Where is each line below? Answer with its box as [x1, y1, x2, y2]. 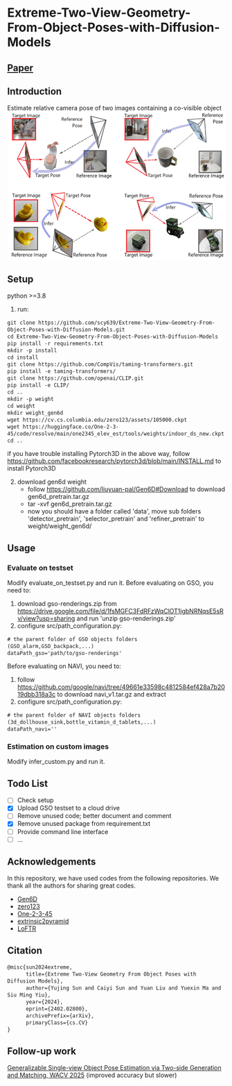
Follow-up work [7, 1045, 77, 1057]
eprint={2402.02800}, [25, 1006, 89, 1012]
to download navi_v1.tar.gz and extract [57, 690, 166, 699]
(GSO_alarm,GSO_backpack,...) [7, 643, 95, 650]
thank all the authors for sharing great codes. [7, 881, 136, 890]
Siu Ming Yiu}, [7, 992, 51, 999]
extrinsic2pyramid [17, 917, 69, 926]
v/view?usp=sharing [17, 614, 75, 622]
